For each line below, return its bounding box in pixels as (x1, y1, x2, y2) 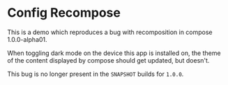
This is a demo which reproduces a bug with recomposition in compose (7, 28, 213, 36)
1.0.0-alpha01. (7, 35, 47, 43)
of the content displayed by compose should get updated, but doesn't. (7, 56, 210, 64)
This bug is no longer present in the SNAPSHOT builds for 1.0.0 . (7, 70, 184, 78)
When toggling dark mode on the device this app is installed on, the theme (7, 49, 221, 57)
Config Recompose (7, 5, 121, 21)
